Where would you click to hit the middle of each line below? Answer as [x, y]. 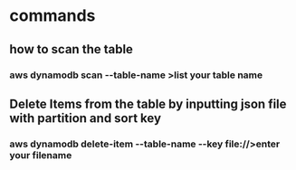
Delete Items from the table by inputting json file [148, 104]
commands [53, 16]
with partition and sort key [85, 118]
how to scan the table [72, 49]
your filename [41, 155]
